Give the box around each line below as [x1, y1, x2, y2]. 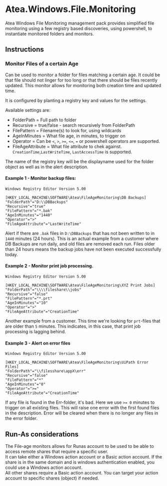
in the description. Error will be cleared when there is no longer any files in [5, 410, 158, 416]
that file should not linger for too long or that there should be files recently [5, 77, 157, 83]
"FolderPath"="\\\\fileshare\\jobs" [5, 287, 81, 293]
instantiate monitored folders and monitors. [5, 31, 94, 37]
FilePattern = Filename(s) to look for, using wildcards [12, 127, 121, 133]
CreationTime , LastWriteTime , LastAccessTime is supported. [12, 149, 132, 155]
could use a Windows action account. [5, 464, 82, 470]
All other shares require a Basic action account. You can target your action [5, 470, 158, 476]
